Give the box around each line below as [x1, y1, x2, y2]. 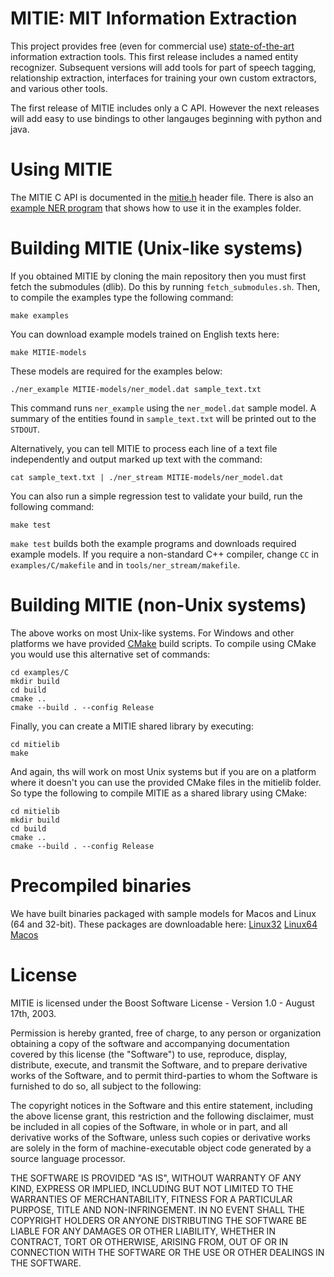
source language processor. [10, 1152, 126, 1164]
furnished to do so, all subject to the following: [10, 1080, 202, 1092]
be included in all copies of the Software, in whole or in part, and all [10, 1120, 288, 1132]
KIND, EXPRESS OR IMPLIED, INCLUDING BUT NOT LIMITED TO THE [10, 1182, 294, 1194]
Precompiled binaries [10, 874, 192, 897]
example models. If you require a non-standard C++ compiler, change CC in [10, 548, 320, 560]
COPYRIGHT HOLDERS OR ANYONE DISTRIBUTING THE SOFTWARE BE [10, 1214, 308, 1226]
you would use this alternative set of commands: [10, 648, 211, 660]
